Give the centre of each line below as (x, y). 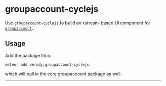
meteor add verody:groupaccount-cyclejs (47, 64)
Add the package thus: (28, 55)
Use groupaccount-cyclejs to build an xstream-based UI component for (78, 23)
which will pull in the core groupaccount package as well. (63, 74)
